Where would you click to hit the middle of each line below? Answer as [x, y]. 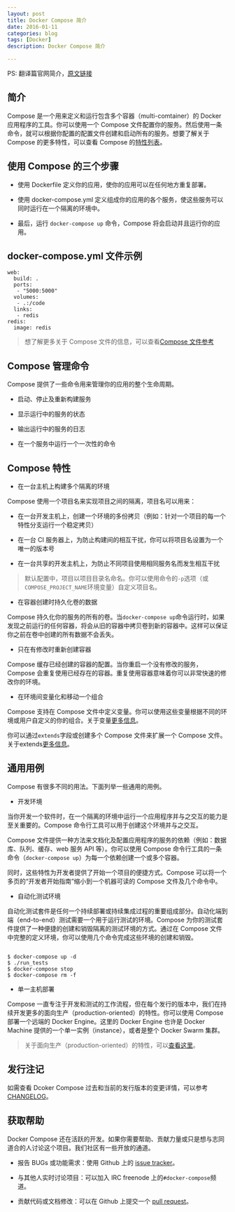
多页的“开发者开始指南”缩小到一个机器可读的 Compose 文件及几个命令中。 [114, 881]
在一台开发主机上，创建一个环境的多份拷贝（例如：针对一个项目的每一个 [121, 516]
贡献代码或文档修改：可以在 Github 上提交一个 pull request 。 [105, 1201]
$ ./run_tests [28, 963]
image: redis [33, 328]
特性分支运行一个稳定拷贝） [57, 525]
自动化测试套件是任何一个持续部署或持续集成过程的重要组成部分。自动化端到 [117, 911]
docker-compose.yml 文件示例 [75, 256]
